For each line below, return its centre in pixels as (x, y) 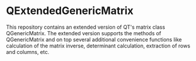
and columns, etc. (28, 52)
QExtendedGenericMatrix (70, 11)
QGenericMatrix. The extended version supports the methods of (84, 33)
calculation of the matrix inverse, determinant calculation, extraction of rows (98, 46)
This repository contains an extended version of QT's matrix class (86, 27)
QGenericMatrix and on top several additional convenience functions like (94, 39)
